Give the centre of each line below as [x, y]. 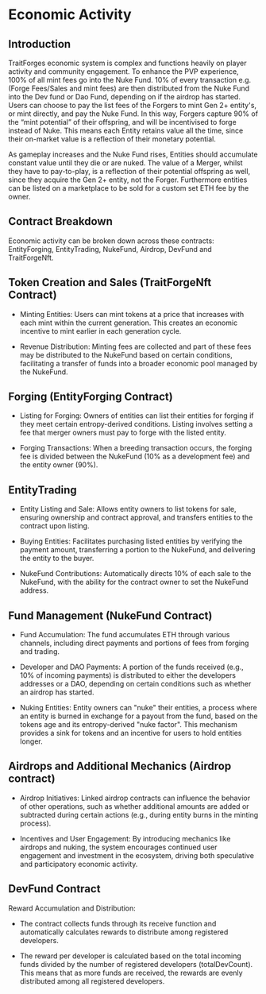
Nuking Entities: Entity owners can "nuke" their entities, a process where [138, 708]
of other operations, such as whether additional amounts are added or [134, 806]
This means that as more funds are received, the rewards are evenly [131, 973]
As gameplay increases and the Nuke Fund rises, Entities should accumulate [133, 154]
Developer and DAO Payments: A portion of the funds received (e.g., [131, 667]
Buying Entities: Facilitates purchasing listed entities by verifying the [131, 541]
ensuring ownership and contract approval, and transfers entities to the [136, 517]
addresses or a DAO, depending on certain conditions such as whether [135, 684]
